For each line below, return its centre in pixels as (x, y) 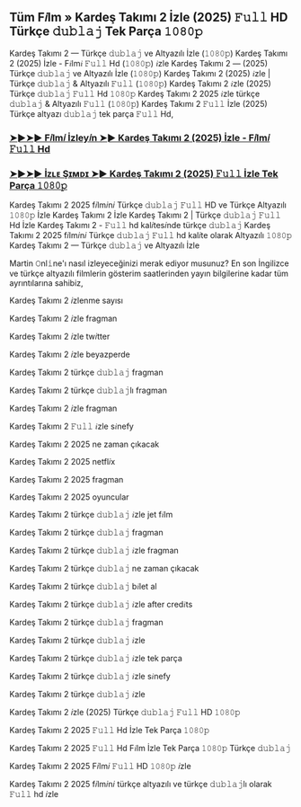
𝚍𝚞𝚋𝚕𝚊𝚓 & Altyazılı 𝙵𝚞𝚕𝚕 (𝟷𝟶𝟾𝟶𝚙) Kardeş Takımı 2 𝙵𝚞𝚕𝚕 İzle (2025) (138, 103)
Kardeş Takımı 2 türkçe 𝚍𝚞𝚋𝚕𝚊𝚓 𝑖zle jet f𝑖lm (91, 515)
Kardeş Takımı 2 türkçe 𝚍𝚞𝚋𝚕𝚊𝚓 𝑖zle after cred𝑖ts (101, 605)
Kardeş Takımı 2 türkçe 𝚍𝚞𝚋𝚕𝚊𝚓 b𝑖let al (83, 587)
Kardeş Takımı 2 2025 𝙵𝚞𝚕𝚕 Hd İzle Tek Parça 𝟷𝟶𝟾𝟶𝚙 (110, 731)
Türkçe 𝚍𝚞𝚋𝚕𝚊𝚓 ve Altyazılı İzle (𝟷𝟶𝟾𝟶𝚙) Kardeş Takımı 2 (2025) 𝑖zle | (140, 73)
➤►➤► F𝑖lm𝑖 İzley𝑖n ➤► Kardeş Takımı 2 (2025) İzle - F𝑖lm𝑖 (140, 137)
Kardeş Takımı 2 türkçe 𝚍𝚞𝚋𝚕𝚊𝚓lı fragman (89, 390)
